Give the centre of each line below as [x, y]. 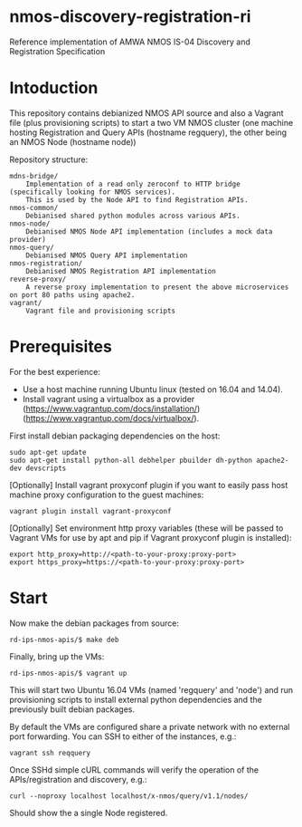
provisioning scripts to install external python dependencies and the [136, 699]
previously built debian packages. [72, 709]
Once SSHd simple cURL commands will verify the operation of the [134, 769]
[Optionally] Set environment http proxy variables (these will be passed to [146, 528]
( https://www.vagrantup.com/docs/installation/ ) [111, 409]
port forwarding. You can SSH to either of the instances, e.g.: [123, 736]
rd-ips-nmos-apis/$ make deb [64, 639]
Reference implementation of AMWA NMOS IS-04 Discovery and [130, 42]
